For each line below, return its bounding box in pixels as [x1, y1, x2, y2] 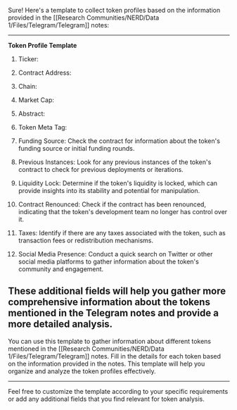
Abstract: [18, 109, 45, 118]
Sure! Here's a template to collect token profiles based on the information [8, 6, 221, 14]
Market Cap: [18, 96, 55, 104]
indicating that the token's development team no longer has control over [18, 208, 228, 216]
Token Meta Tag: [18, 123, 68, 131]
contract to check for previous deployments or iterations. [18, 166, 184, 173]
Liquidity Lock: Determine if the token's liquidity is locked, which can [18, 179, 217, 187]
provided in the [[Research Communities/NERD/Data [8, 13, 160, 22]
